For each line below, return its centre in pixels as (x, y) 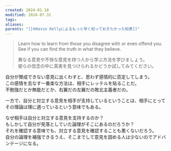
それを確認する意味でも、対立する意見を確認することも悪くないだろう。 (81, 131)
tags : (11, 19)
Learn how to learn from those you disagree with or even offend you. (90, 44)
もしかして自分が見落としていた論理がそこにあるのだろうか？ (70, 124)
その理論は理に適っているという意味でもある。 (54, 107)
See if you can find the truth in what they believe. (69, 49)
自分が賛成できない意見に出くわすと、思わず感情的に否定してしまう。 (79, 77)
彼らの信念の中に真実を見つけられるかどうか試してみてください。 (87, 66)
